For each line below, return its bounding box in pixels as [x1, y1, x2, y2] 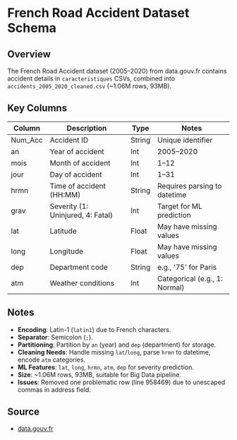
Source [7, 406, 40, 418]
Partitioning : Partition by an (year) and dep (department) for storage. [17, 340, 217, 349]
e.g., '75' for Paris [157, 262, 217, 272]
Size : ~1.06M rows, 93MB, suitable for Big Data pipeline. [17, 370, 182, 379]
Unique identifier [157, 135, 213, 145]
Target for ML [157, 201, 202, 211]
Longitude [49, 246, 83, 256]
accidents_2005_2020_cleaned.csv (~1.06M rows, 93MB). [7, 82, 171, 90]
